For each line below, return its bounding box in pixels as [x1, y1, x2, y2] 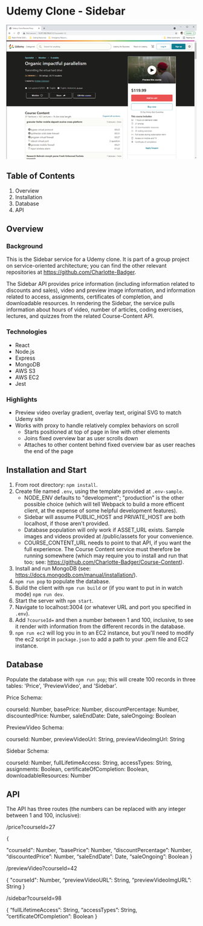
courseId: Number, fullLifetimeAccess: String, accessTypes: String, [6, 759, 173, 766]
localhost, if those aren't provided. [24, 520, 110, 527]
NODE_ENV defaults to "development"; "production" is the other [24, 494, 184, 501]
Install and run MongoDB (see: [14, 564, 91, 572]
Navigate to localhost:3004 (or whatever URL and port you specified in [14, 603, 192, 610]
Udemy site [14, 415, 44, 422]
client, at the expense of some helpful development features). [24, 507, 178, 514]
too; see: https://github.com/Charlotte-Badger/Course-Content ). [24, 558, 184, 566]
